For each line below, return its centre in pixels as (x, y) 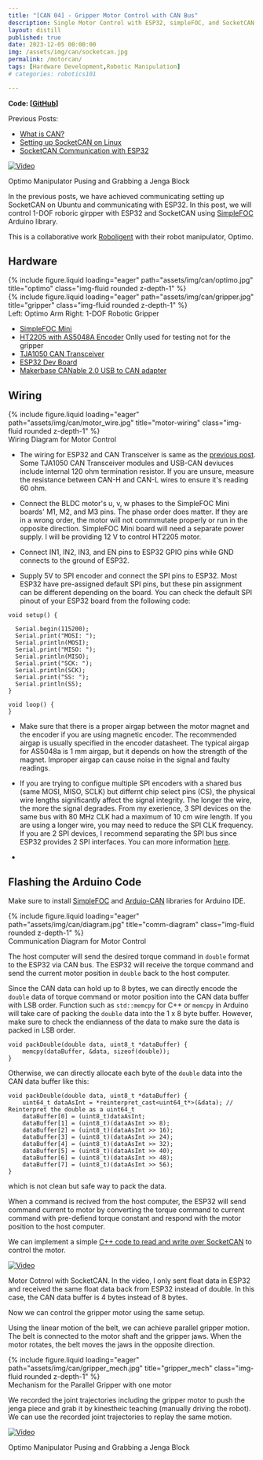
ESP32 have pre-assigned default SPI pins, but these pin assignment (131, 584)
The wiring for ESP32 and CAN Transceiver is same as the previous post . (138, 455)
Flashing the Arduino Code (75, 882)
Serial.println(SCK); (51, 671)
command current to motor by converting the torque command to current (126, 1210)
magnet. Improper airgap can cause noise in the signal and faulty (124, 760)
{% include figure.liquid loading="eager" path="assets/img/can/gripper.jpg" (131, 297)
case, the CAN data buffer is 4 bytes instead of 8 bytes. (98, 1297)
